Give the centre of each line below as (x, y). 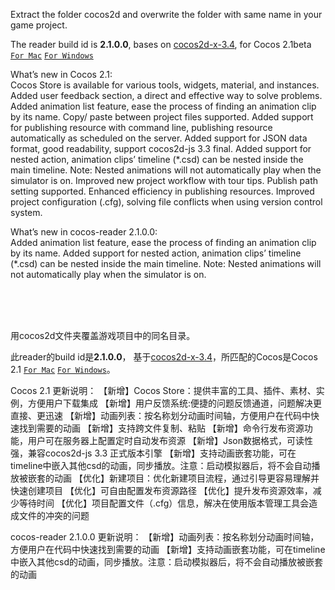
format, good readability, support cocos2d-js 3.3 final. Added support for (161, 148)
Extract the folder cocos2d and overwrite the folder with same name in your (166, 14)
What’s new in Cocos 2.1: (61, 74)
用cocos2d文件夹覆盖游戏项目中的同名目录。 (103, 335)
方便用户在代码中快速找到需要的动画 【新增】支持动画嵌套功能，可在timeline (168, 549)
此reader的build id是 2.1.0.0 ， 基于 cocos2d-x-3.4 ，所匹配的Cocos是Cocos (164, 357)
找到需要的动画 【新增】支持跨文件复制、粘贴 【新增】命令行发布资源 (161, 428)
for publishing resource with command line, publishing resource (141, 127)
